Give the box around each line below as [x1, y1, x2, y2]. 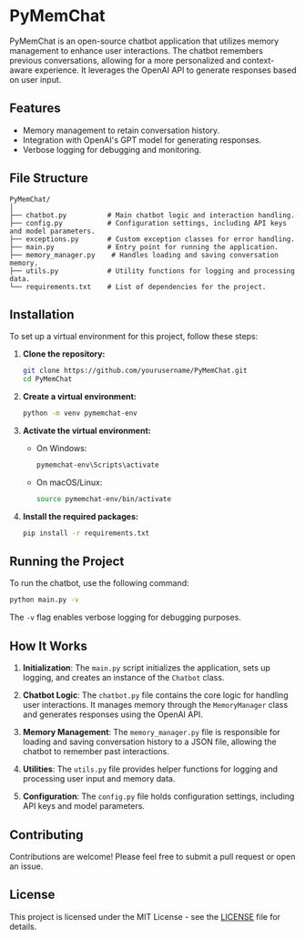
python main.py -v [9, 595, 79, 605]
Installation [9, 307, 75, 322]
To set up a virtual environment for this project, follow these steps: [9, 331, 259, 342]
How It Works [9, 638, 88, 653]
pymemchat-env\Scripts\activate [36, 460, 159, 469]
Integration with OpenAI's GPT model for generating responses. [22, 134, 262, 146]
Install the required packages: [22, 510, 139, 521]
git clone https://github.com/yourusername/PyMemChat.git [22, 366, 248, 376]
